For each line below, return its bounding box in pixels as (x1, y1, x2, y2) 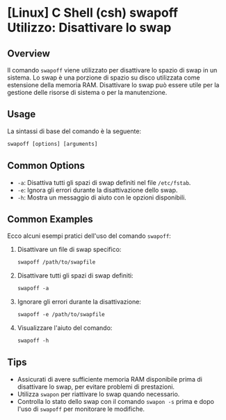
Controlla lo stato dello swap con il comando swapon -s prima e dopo (17, 397, 214, 405)
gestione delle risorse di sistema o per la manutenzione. (7, 89, 168, 96)
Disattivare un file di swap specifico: (17, 246, 122, 254)
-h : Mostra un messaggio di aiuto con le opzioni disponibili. (17, 193, 186, 202)
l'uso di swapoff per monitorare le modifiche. (17, 405, 145, 413)
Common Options (7, 160, 86, 172)
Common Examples (7, 213, 94, 225)
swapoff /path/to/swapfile (17, 259, 96, 266)
